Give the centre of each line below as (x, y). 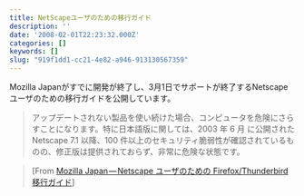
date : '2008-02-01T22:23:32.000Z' (75, 34)
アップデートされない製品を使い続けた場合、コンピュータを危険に (155, 118)
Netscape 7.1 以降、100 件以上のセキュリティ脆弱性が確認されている (159, 140)
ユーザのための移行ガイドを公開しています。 (92, 98)
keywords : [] (34, 52)
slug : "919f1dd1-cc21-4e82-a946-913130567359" (99, 60)
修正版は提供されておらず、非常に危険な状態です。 (150, 152)
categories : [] (38, 43)
